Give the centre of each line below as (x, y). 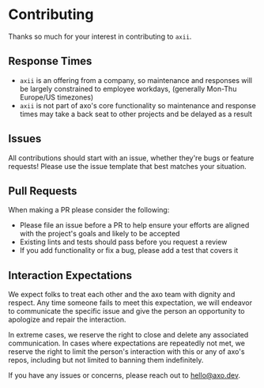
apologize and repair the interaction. (67, 320)
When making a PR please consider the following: (89, 210)
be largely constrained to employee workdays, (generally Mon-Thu (128, 89)
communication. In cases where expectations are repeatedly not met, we (126, 343)
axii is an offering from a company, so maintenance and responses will (136, 80)
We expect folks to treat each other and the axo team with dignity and (122, 295)
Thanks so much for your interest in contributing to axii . (100, 36)
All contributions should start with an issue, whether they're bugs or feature (131, 158)
